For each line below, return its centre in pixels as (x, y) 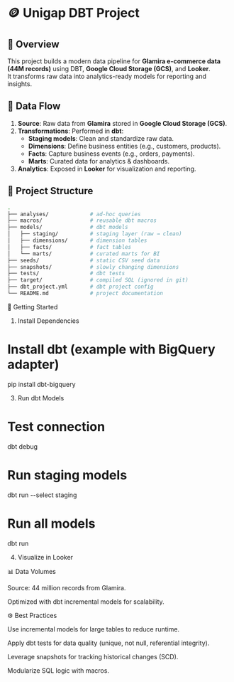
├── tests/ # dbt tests (66, 274)
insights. (20, 84)
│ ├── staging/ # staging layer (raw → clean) (95, 234)
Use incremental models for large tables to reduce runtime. (93, 629)
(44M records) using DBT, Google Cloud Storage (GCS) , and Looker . (109, 69)
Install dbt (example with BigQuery (111, 350)
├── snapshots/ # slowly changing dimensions (93, 267)
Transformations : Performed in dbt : (71, 131)
